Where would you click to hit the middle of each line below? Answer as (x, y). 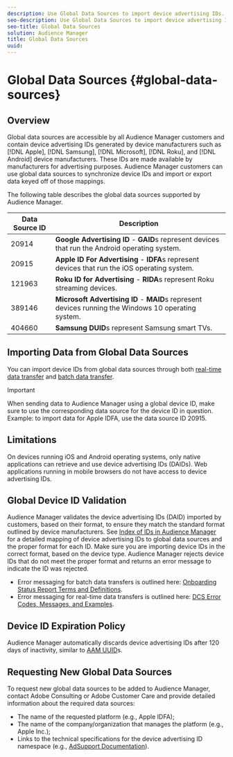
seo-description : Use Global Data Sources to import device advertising (114, 20)
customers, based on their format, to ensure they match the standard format (116, 525)
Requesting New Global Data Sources (89, 672)
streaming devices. (86, 288)
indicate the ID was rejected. (48, 568)
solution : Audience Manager (48, 33)
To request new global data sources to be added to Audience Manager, (109, 689)
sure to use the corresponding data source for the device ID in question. (110, 410)
